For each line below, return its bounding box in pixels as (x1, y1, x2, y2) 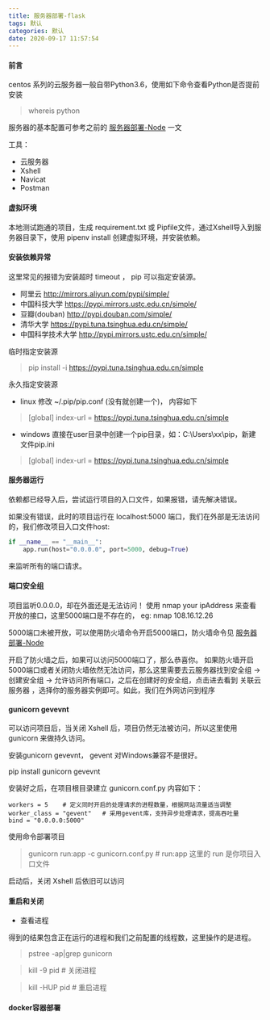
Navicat (19, 174, 46, 184)
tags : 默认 (8, 19, 43, 27)
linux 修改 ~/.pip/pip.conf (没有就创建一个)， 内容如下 (19, 397, 197, 406)
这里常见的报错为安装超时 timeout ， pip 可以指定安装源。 (8, 271, 200, 281)
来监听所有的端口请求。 (8, 560, 86, 570)
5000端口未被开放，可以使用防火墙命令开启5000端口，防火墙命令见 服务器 (8, 628, 258, 638)
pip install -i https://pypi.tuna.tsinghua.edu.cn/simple (27, 363, 204, 372)
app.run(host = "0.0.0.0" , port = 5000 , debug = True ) (23, 545, 189, 553)
